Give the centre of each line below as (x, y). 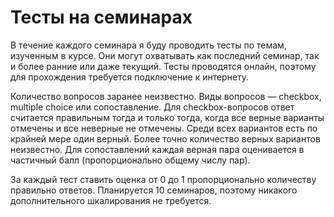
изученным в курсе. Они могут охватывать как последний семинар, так (165, 55)
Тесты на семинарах (101, 17)
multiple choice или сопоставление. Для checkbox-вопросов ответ (152, 107)
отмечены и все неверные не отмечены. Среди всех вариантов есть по (164, 128)
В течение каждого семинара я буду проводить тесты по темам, (148, 45)
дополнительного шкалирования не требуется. (111, 200)
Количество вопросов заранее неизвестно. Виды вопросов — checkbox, (166, 96)
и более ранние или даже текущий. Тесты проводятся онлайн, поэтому (163, 66)
